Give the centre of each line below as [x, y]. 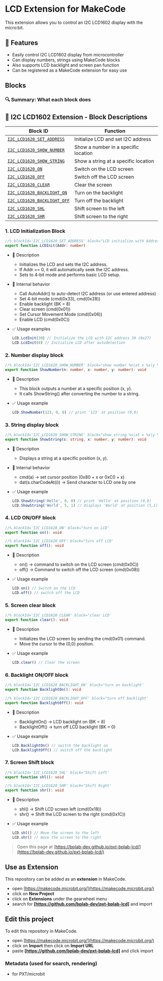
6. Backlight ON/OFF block [37, 675]
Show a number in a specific [107, 147]
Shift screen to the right [101, 216]
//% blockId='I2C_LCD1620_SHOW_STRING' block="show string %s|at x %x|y [80, 435]
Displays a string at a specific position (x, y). [64, 458]
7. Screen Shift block [30, 762]
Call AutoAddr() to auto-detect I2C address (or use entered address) [88, 294]
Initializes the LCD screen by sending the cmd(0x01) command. [82, 638]
